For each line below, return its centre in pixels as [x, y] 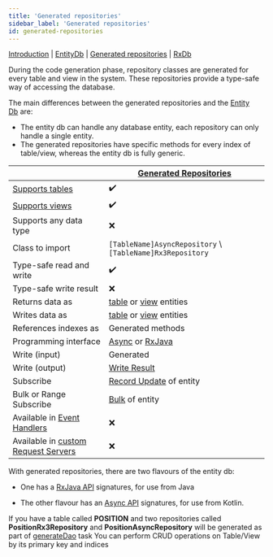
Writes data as [40, 315]
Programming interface [56, 342]
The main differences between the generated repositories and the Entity [129, 103]
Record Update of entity [154, 381]
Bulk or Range [39, 394]
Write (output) [39, 368]
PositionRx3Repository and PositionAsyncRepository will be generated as [135, 527]
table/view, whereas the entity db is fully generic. [102, 153]
